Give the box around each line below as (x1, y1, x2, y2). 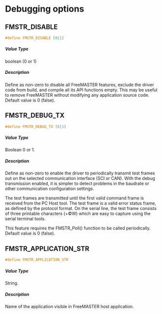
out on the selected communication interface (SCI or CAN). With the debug (5, 175, 156, 181)
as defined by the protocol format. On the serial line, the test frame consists (5, 206, 157, 211)
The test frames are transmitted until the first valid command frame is (5, 195, 144, 201)
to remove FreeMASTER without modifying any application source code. (5, 92, 150, 98)
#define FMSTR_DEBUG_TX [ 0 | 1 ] (5, 124, 67, 129)
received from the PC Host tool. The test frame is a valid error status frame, (5, 200, 157, 206)
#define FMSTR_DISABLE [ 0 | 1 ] (5, 35, 64, 40)
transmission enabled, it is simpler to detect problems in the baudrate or (5, 181, 149, 187)
